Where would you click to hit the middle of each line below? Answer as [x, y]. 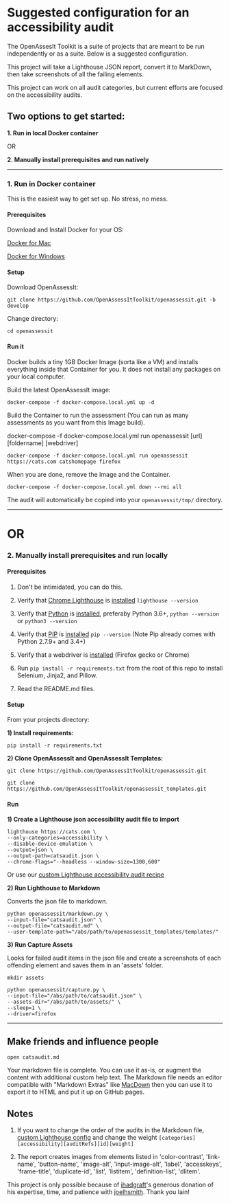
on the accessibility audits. [45, 95]
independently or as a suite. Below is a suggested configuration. [98, 54]
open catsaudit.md [33, 1057]
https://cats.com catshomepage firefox [64, 462]
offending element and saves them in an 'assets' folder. [85, 965]
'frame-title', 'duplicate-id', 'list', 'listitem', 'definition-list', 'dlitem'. [108, 1171]
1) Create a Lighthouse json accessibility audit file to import [93, 820]
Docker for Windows [36, 256]
